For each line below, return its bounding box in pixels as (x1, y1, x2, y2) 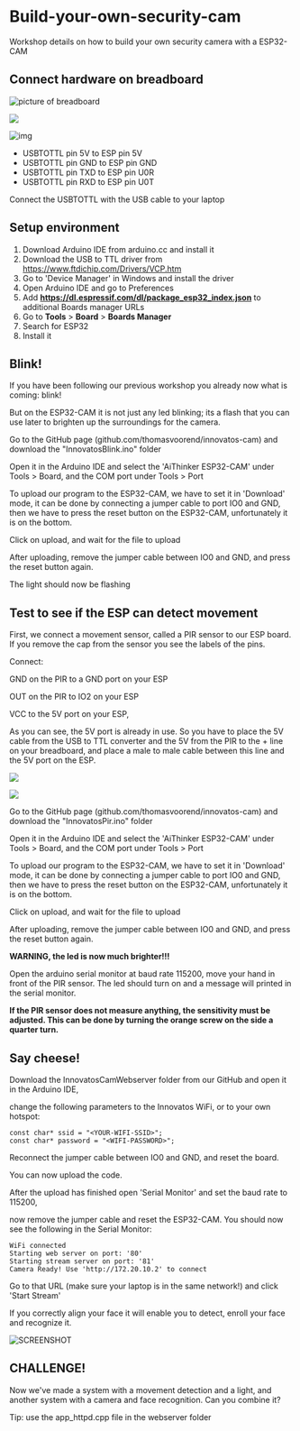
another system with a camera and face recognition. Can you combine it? (9, 1394, 281, 1405)
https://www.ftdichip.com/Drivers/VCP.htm (22, 263, 182, 274)
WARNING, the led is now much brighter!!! (9, 951, 170, 962)
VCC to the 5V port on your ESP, (9, 709, 130, 720)
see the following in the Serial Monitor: (9, 1224, 152, 1234)
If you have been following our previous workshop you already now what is (9, 381, 288, 391)
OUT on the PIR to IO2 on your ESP (9, 692, 140, 702)
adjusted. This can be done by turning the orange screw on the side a (9, 1014, 274, 1025)
